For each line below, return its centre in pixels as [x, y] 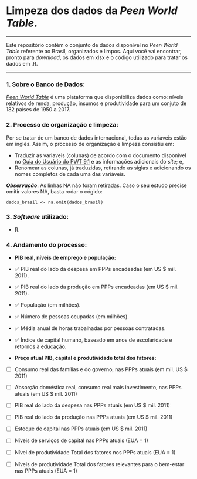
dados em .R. [22, 63]
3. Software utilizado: [38, 217]
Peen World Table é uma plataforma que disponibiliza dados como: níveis [95, 97]
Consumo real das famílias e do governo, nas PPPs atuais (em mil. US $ [101, 369]
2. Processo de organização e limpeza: [62, 125]
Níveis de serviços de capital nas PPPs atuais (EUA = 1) [81, 440]
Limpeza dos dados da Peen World [92, 11]
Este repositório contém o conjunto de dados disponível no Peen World [92, 45]
